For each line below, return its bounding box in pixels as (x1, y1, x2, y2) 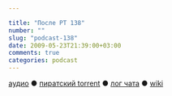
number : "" (8, 26, 45, 35)
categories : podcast (8, 56, 79, 65)
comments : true (8, 49, 60, 57)
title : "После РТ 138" (8, 19, 85, 27)
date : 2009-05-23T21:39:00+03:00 (8, 41, 122, 49)
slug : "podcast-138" (8, 34, 79, 42)
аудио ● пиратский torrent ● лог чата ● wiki (8, 78, 164, 88)
